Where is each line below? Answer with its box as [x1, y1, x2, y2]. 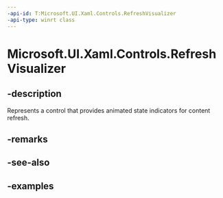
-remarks [7, 133, 48, 145]
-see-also [7, 157, 50, 168]
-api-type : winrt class [7, 16, 75, 23]
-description [7, 88, 62, 100]
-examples [7, 180, 54, 192]
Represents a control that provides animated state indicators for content [7, 106, 211, 114]
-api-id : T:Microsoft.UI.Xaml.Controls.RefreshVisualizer [7, 10, 176, 17]
